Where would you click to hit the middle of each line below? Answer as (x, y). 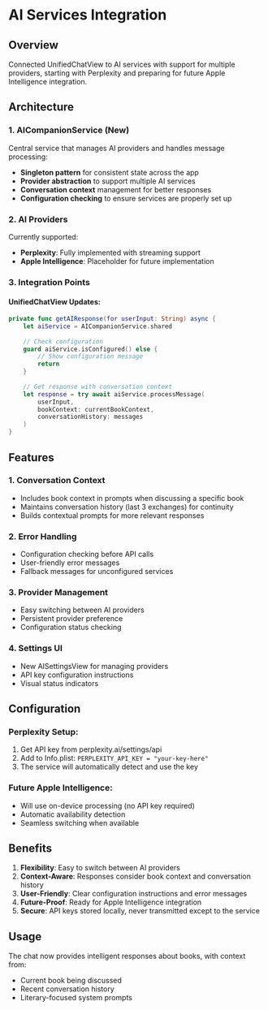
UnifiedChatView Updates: (55, 301)
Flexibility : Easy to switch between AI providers (100, 868)
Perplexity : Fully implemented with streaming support (110, 252)
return (49, 364)
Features (31, 458)
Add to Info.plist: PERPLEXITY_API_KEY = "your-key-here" (114, 758)
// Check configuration (63, 341)
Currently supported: (43, 236)
